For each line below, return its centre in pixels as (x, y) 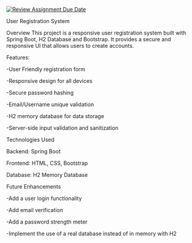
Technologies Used (30, 140)
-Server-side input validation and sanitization (62, 128)
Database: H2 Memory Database (47, 175)
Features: (18, 57)
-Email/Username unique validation (50, 104)
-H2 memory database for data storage (55, 116)
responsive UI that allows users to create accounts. (70, 46)
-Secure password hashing (40, 93)
